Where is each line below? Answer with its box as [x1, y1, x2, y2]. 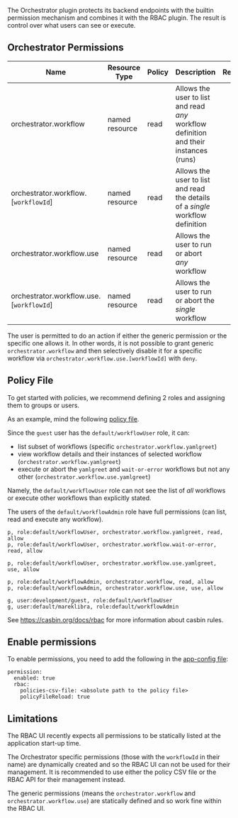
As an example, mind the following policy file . [7, 414, 140, 423]
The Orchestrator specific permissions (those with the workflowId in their [7, 753, 221, 761]
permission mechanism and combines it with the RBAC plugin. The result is [7, 13, 227, 22]
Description [175, 67, 216, 77]
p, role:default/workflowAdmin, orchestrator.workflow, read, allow [7, 578, 214, 585]
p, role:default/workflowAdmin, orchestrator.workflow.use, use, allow [7, 585, 223, 592]
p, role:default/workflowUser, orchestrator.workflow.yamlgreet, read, [7, 529, 223, 536]
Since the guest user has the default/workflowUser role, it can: [7, 429, 190, 437]
